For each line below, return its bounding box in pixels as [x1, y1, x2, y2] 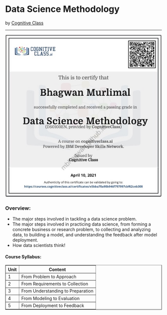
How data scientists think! [12, 242, 66, 248]
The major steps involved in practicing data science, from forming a [12, 221, 151, 227]
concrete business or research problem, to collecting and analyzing [12, 227, 151, 233]
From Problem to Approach [21, 273, 77, 279]
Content [49, 266, 66, 272]
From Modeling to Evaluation [21, 295, 80, 301]
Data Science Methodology [5, 3, 120, 15]
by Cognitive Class [5, 20, 44, 26]
